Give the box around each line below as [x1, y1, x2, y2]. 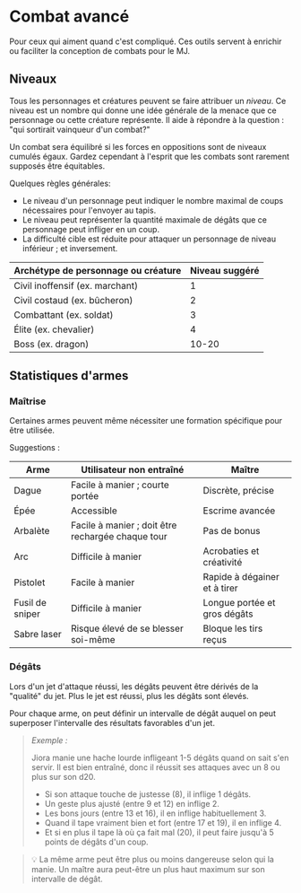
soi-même [70, 634, 116, 646]
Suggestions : [9, 442, 60, 453]
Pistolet [13, 576, 46, 589]
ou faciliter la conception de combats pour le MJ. [9, 45, 191, 56]
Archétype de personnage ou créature [13, 264, 182, 276]
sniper [13, 608, 40, 620]
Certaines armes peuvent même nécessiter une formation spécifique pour [9, 416, 283, 426]
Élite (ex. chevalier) [13, 323, 95, 336]
